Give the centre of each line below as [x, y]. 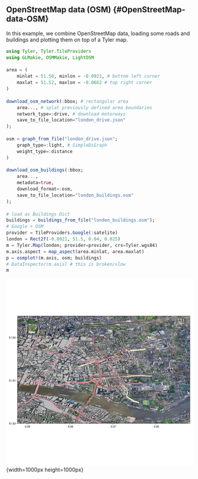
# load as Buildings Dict [38, 214]
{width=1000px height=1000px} [45, 470]
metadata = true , [36, 183]
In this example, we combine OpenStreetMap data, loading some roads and [98, 33]
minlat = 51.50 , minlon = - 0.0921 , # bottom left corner [89, 77]
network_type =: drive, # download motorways [71, 114]
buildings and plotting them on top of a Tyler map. [67, 39]
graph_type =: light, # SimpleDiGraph [62, 145]
